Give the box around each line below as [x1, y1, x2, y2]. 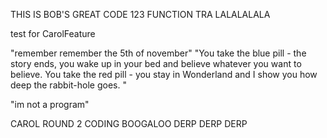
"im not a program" [10, 99, 90, 110]
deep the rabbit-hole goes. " [10, 79, 127, 91]
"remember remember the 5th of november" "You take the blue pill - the [10, 47, 307, 59]
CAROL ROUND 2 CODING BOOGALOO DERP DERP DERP [10, 118, 248, 129]
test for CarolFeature [10, 28, 96, 39]
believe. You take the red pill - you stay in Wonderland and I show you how [10, 69, 318, 80]
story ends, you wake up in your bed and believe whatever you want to [10, 58, 302, 69]
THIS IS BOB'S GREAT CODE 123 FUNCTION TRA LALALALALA [10, 9, 271, 20]
